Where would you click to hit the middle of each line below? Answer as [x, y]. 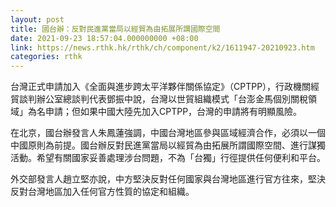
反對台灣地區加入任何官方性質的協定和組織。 [102, 192]
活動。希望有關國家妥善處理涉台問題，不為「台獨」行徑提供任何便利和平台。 [168, 158]
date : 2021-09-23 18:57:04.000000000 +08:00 [104, 38]
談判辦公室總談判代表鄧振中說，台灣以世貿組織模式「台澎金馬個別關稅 [163, 99]
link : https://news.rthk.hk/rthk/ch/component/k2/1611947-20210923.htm [162, 47]
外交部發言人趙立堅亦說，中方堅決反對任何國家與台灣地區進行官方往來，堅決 [168, 179]
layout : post [37, 19]
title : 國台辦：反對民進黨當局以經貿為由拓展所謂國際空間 [115, 29]
